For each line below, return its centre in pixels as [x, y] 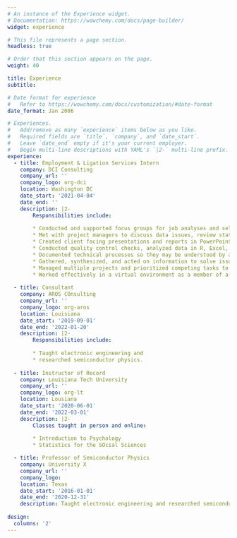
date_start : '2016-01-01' [58, 491]
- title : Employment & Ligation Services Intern [86, 163]
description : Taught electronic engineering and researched [110, 504]
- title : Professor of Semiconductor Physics [82, 458]
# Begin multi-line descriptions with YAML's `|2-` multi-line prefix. [118, 150]
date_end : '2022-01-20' [55, 327]
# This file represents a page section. [68, 40]
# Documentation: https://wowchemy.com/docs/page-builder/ [96, 20]
